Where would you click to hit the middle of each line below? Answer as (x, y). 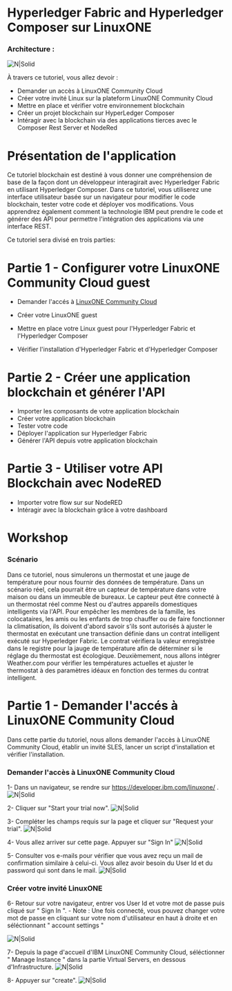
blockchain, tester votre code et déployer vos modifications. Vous (101, 204)
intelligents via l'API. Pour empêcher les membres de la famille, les (101, 611)
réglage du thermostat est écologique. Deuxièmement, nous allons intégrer (114, 655)
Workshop (38, 538)
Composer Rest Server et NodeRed (67, 128)
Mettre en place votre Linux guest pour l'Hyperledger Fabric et (106, 329)
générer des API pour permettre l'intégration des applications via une (106, 219)
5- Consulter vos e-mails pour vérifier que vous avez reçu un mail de (105, 855)
